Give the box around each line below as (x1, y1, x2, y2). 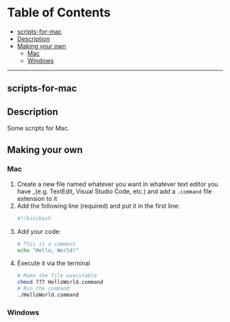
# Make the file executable (16, 272, 97, 280)
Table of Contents (7, 5, 111, 21)
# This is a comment (16, 241, 76, 247)
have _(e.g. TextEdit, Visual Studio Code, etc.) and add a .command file (16, 187, 212, 196)
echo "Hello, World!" (16, 247, 79, 254)
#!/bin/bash (16, 215, 51, 222)
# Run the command (16, 285, 70, 292)
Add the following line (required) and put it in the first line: (16, 202, 180, 210)
